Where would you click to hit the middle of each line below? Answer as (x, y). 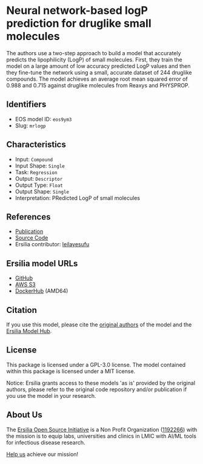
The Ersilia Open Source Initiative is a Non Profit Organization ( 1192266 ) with (102, 429)
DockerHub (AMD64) (42, 291)
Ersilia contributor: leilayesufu (52, 244)
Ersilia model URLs (42, 264)
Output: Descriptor (39, 178)
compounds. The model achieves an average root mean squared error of (97, 79)
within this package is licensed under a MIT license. (71, 371)
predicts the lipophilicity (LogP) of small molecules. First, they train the (95, 59)
